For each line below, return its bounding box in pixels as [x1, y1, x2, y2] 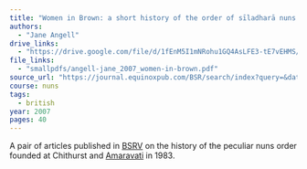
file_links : [9, 56, 55, 65]
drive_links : [9, 38, 59, 48]
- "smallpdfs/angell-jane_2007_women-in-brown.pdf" [17, 65, 219, 74]
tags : [9, 90, 30, 99]
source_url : [9, 73, 55, 82]
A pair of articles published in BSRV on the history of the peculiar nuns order [9, 141, 297, 152]
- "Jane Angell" [17, 30, 79, 39]
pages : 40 [9, 115, 48, 124]
